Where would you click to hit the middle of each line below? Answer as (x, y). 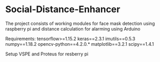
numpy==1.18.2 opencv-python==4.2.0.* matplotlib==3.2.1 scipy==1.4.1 (80, 44)
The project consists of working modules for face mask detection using (80, 23)
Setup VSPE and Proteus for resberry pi (47, 54)
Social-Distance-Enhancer (63, 9)
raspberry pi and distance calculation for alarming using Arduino (73, 28)
